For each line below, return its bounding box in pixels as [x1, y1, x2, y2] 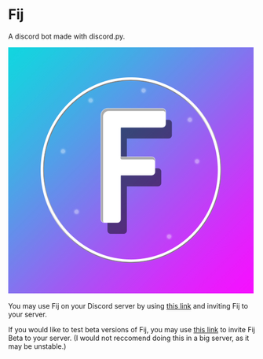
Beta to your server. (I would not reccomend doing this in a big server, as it [8, 333, 250, 342]
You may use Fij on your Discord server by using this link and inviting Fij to [8, 301, 249, 310]
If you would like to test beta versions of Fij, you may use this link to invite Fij [8, 324, 255, 334]
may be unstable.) [8, 341, 67, 351]
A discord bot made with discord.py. [8, 31, 126, 41]
